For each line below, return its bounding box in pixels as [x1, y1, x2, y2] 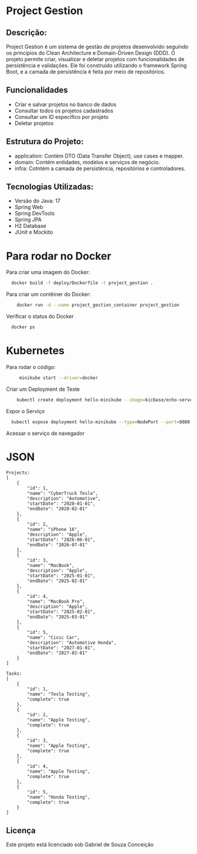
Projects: [6, 470, 30, 476]
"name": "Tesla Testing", [27, 691, 91, 697]
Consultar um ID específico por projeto [14, 113, 109, 120]
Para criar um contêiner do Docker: [6, 291, 91, 298]
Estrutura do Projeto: [6, 137, 84, 147]
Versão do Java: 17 [14, 197, 60, 204]
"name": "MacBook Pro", [27, 599, 85, 604]
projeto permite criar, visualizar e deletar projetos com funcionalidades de [6, 56, 185, 62]
